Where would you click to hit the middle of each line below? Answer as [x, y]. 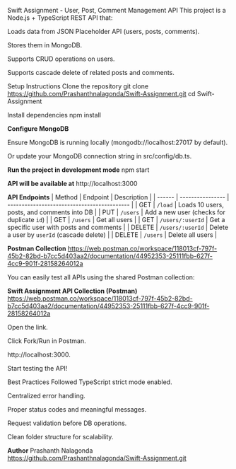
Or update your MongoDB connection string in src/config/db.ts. [100, 156]
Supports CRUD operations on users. [61, 59]
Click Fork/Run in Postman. [47, 341]
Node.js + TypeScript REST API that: [60, 18]
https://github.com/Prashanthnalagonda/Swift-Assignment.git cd [101, 94]
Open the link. [28, 327]
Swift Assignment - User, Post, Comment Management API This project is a [117, 10]
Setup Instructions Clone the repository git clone [78, 86]
